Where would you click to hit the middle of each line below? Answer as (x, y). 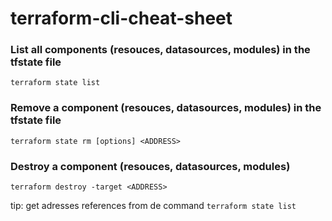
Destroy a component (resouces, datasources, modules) (150, 166)
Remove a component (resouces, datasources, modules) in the (166, 108)
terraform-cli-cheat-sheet (121, 18)
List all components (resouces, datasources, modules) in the (160, 50)
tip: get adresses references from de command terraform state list (153, 206)
